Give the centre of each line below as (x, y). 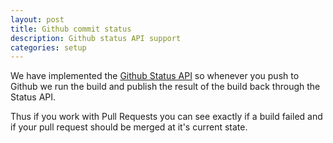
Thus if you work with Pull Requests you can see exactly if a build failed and (166, 117)
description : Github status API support (96, 38)
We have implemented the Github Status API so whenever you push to (155, 76)
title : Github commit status (71, 29)
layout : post (37, 19)
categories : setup (48, 47)
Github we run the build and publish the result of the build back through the (165, 87)
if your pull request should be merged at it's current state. (129, 127)
